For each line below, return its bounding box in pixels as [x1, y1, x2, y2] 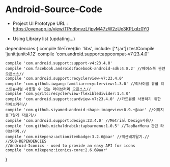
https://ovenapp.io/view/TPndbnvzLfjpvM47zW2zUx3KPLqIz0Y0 [12, 25, 149, 31]
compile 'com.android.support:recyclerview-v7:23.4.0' [5, 76, 124, 81]
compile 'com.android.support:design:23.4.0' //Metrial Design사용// [5, 118, 154, 123]
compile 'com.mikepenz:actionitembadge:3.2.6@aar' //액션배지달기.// [5, 134, 150, 139]
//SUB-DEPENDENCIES [5, 139, 47, 144]
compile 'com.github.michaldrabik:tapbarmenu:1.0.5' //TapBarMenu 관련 [5, 123, 159, 128]
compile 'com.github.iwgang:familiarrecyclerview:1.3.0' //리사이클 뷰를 [5, 81, 159, 86]
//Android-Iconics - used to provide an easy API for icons [5, 143, 136, 148]
